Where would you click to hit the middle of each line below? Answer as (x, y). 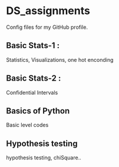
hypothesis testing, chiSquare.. (44, 158)
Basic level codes (27, 125)
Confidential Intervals (32, 92)
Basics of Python (38, 111)
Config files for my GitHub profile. (47, 27)
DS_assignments (48, 11)
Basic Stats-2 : (34, 79)
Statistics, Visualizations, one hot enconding (60, 59)
